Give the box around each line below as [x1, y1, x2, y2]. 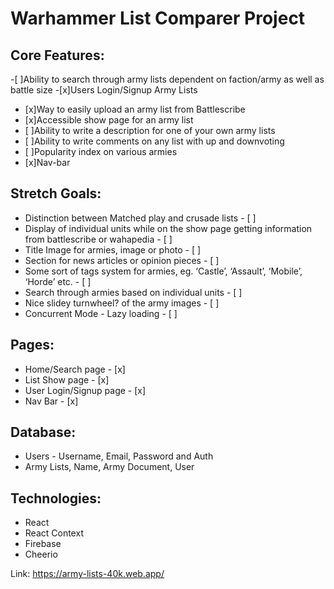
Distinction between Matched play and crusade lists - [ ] [24, 212, 257, 224]
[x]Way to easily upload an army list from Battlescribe [24, 103, 246, 115]
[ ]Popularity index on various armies [24, 146, 178, 157]
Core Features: [10, 47, 105, 64]
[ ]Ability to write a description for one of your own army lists [24, 125, 276, 136]
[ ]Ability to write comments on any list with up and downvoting [24, 135, 285, 147]
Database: [10, 424, 77, 441]
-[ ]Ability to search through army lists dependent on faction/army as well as [10, 73, 325, 85]
